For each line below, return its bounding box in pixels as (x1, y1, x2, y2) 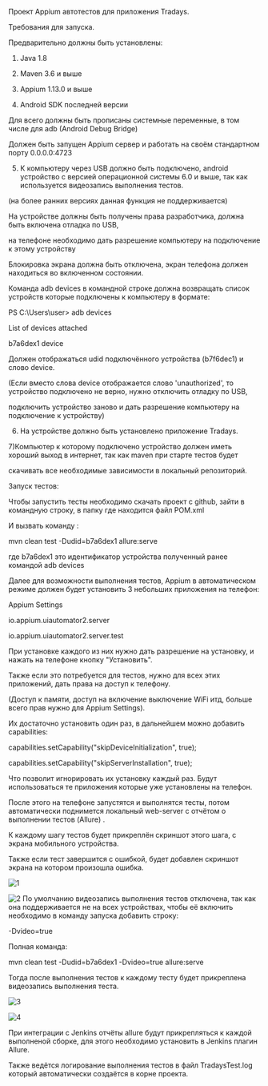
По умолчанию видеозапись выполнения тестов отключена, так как (22, 894, 256, 903)
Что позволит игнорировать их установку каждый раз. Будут (8, 774, 218, 783)
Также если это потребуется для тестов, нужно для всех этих (8, 670, 221, 680)
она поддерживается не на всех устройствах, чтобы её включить (8, 903, 234, 911)
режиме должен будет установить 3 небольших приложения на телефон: (8, 585, 260, 593)
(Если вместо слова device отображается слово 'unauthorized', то (8, 378, 234, 388)
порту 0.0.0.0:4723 (8, 148, 73, 157)
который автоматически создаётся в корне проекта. (8, 1069, 189, 1078)
